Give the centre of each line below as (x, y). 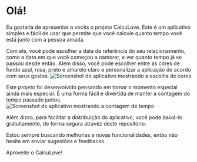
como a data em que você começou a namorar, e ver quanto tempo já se (94, 57)
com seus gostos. (28, 76)
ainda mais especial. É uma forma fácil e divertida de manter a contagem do (98, 93)
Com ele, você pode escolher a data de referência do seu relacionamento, (96, 50)
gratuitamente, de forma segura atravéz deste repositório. (76, 123)
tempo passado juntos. (34, 99)
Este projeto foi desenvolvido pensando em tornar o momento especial (92, 87)
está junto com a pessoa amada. (46, 39)
